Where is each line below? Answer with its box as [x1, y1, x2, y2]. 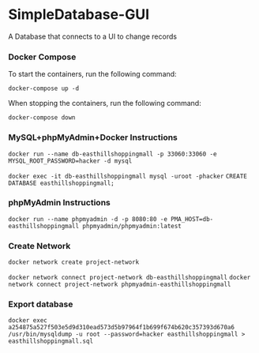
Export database [8, 299, 73, 310]
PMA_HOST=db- [171, 215, 214, 223]
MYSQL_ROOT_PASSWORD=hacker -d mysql [8, 156, 133, 165]
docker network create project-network [8, 258, 140, 266]
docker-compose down [8, 114, 77, 122]
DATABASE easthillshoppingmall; [8, 179, 114, 187]
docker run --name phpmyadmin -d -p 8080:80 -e [8, 215, 168, 223]
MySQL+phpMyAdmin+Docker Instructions [8, 132, 178, 143]
